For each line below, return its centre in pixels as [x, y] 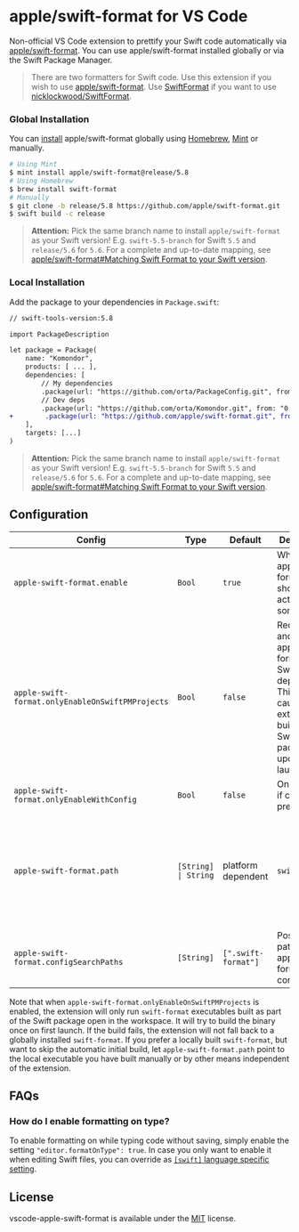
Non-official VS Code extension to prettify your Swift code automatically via [148, 41]
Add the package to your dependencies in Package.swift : [114, 302]
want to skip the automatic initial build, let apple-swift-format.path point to [147, 1049]
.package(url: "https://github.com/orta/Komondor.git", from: [159, 408]
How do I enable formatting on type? [89, 1122]
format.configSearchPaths [69, 962]
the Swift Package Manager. [61, 60]
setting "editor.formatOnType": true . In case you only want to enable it [140, 1150]
